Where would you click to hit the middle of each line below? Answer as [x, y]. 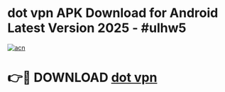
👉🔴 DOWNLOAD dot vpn [82, 77]
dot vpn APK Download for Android [113, 13]
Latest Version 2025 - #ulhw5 [97, 28]
